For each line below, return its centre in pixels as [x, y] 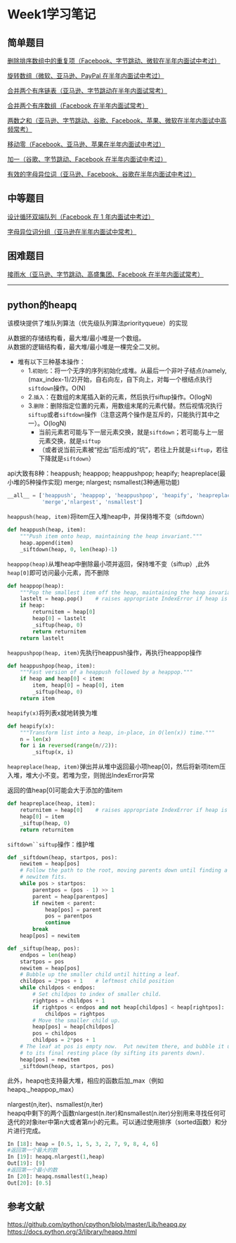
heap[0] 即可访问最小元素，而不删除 [59, 572]
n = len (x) [36, 739]
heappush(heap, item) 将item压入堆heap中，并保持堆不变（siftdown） [108, 517]
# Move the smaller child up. [77, 1020]
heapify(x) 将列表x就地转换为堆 [53, 713]
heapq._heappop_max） [42, 1089]
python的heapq [42, 305]
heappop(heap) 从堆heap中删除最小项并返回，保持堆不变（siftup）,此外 [109, 564]
